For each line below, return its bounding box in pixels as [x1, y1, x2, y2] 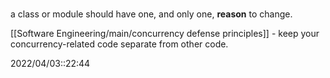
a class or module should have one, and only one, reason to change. [10, 8, 293, 20]
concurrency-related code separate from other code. [10, 38, 229, 50]
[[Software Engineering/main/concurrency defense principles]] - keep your [10, 28, 320, 40]
